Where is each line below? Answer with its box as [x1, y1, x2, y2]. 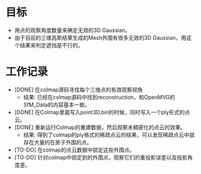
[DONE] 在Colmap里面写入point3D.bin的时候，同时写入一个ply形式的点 [14, 108, 190, 116]
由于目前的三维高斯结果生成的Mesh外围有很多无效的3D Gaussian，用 [14, 34, 187, 41]
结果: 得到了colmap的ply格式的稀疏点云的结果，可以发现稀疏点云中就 [23, 131, 195, 138]
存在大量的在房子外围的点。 [23, 138, 93, 146]
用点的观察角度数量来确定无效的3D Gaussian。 [14, 26, 131, 34]
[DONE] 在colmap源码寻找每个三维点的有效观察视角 [14, 85, 143, 93]
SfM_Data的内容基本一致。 [23, 101, 90, 108]
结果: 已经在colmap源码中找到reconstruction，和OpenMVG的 [23, 93, 176, 101]
